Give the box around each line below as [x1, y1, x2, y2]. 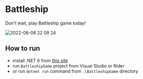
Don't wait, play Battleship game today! [5, 20, 86, 26]
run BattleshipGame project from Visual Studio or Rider [12, 62, 124, 68]
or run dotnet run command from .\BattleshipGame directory [12, 68, 138, 74]
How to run [5, 44, 40, 53]
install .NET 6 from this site [12, 57, 68, 63]
